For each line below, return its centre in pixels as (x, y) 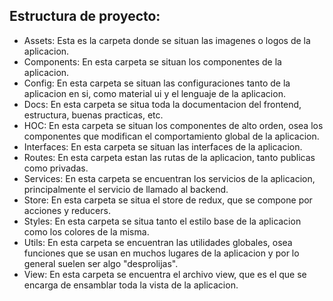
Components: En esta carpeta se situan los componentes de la (152, 61)
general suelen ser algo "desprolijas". (101, 263)
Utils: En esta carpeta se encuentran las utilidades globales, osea (158, 242)
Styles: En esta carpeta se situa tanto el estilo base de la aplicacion (162, 221)
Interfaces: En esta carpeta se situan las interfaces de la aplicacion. (163, 146)
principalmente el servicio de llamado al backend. (126, 189)
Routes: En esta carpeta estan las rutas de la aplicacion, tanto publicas (169, 157)
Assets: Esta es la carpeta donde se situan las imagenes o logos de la (167, 40)
